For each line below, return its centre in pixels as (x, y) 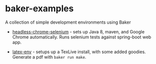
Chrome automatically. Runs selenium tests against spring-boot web (82, 37)
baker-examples (39, 9)
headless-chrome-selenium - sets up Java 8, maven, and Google (78, 32)
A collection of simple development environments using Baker (68, 22)
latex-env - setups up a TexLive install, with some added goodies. (79, 52)
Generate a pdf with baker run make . (49, 57)
